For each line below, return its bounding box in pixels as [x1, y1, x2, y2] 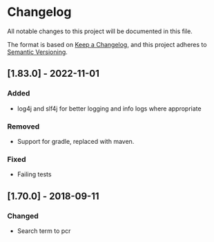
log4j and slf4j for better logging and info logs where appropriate [17, 104, 202, 113]
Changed [7, 211, 39, 221]
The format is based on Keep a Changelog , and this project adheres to [7, 40, 207, 48]
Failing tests [17, 170, 52, 178]
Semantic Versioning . [7, 48, 68, 56]
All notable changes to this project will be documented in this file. [7, 27, 193, 35]
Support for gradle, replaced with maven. [17, 137, 135, 145]
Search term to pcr [17, 226, 71, 235]
